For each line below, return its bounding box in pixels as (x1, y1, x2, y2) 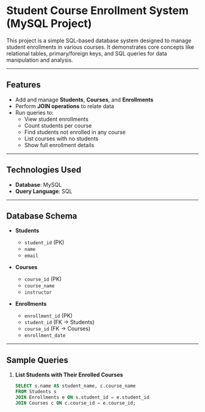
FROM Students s (15, 389, 57, 395)
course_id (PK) (24, 275, 62, 283)
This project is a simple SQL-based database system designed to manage (6, 37, 192, 44)
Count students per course (24, 121, 92, 129)
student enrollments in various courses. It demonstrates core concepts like (6, 43, 194, 51)
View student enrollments (24, 115, 88, 123)
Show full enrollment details (24, 141, 95, 148)
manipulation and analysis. (6, 56, 73, 63)
